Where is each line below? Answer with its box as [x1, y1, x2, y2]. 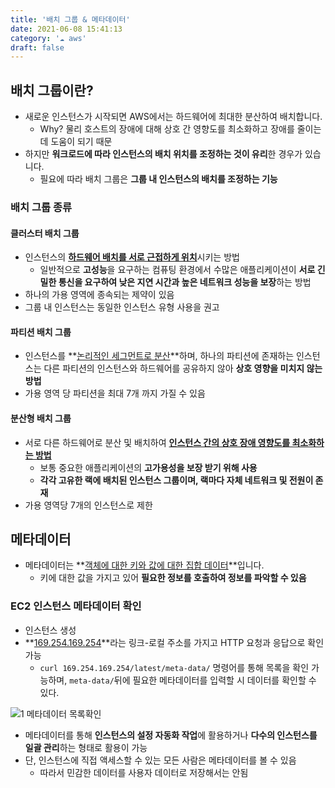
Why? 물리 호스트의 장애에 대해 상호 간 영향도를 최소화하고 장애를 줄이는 [39, 123, 322, 135]
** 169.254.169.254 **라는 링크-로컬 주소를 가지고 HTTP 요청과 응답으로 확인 [24, 636, 325, 648]
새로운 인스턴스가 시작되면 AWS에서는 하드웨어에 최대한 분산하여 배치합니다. [24, 111, 323, 123]
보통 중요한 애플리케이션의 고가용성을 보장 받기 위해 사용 [39, 461, 258, 473]
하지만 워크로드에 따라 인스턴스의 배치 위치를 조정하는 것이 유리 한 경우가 [24, 148, 303, 160]
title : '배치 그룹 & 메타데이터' [10, 14, 131, 25]
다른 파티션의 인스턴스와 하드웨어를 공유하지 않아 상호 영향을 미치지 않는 [43, 362, 323, 375]
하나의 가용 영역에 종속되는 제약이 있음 [24, 289, 175, 301]
